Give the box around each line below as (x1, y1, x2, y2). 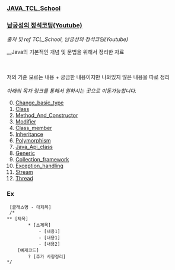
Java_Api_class (15, 144, 53, 151)
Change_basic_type (15, 99, 64, 106)
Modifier (15, 118, 36, 125)
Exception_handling (15, 162, 64, 170)
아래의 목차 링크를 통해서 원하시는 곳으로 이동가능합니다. (7, 87, 137, 94)
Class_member (15, 125, 52, 132)
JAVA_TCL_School (7, 4, 61, 12)
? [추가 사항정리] (28, 253, 66, 259)
